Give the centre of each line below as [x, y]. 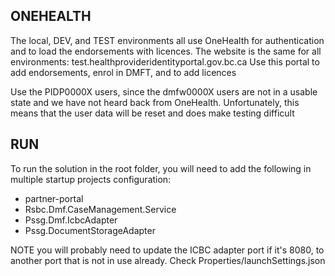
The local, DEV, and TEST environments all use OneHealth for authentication [167, 40]
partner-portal [54, 198]
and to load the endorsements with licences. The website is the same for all [166, 51]
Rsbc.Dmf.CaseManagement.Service [100, 209]
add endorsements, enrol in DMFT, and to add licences [123, 72]
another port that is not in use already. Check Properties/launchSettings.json [168, 260]
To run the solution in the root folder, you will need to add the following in [161, 168]
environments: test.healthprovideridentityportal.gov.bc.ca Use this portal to [165, 61]
